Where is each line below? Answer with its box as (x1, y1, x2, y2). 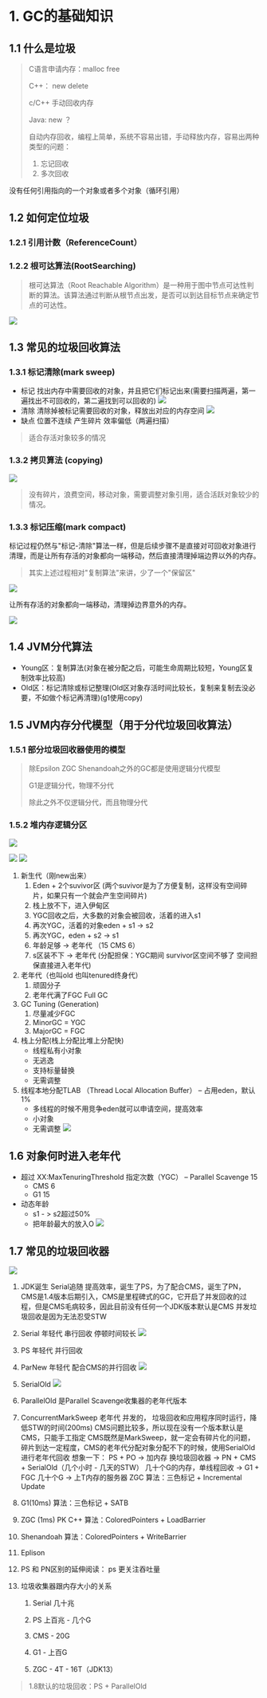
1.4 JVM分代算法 (9, 640, 92, 654)
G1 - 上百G (32, 1648, 68, 1657)
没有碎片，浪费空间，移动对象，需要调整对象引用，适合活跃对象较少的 (28, 489, 260, 499)
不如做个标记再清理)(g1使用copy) (34, 693, 143, 702)
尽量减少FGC (32, 1008, 76, 1018)
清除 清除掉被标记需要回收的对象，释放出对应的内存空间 (20, 406, 205, 415)
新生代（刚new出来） (20, 871, 91, 880)
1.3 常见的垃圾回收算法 (9, 340, 121, 354)
